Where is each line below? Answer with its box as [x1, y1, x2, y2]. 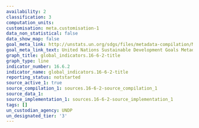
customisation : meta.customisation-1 [6, 25, 99, 31]
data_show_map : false [6, 36, 60, 42]
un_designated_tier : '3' [6, 113, 68, 119]
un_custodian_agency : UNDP [6, 107, 73, 113]
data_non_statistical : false [6, 31, 78, 37]
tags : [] [6, 101, 28, 108]
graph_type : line [6, 58, 49, 64]
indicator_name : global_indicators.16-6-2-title [6, 69, 129, 75]
